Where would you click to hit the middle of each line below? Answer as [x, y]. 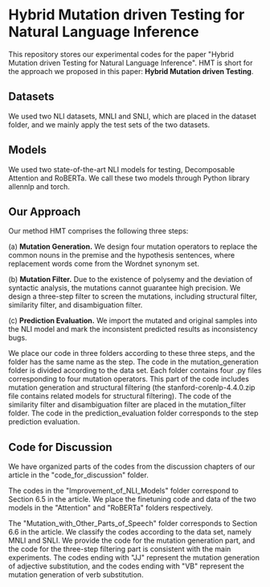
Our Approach [45, 211]
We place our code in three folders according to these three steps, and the [132, 353]
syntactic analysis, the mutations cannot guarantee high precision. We [125, 288]
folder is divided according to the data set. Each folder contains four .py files [135, 370]
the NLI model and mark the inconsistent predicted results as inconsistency [133, 329]
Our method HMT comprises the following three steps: [98, 231]
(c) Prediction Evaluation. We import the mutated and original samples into [133, 320]
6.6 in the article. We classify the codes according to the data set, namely [130, 532]
